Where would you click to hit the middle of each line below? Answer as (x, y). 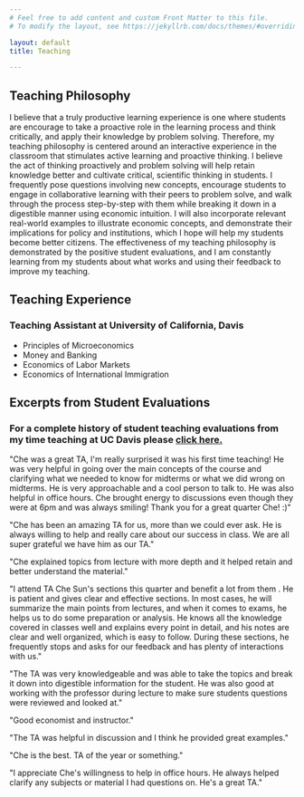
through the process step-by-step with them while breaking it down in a (143, 204)
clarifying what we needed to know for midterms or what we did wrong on (147, 479)
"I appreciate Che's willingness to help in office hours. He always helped (144, 773)
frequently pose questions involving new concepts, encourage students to (148, 185)
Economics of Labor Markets (76, 364)
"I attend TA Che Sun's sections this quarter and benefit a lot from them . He (152, 589)
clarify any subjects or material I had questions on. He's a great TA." (136, 783)
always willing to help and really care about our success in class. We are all (149, 534)
